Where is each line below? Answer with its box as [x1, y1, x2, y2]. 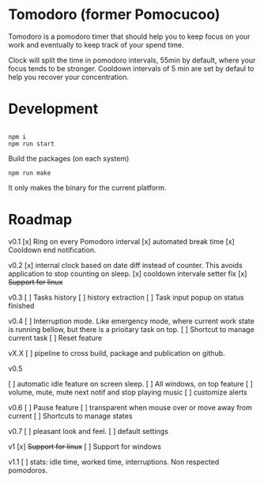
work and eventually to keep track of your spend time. [8, 40, 184, 49]
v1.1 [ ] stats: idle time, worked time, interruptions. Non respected [8, 457, 220, 466]
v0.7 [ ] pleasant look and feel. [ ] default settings [8, 426, 168, 436]
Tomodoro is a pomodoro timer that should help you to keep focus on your [8, 32, 251, 41]
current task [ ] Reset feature [8, 333, 103, 342]
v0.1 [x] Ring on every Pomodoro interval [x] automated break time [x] [8, 236, 235, 246]
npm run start [8, 140, 55, 148]
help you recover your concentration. [8, 72, 129, 81]
